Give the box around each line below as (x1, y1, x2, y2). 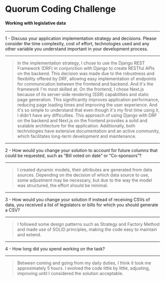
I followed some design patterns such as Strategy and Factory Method (17, 221, 160, 227)
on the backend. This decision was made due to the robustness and (17, 70, 155, 77)
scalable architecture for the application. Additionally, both (17, 123, 136, 129)
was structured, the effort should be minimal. (17, 183, 109, 188)
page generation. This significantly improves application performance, (17, 97, 160, 103)
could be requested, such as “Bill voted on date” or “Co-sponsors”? (5, 153, 142, 158)
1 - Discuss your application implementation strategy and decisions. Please (5, 35, 157, 41)
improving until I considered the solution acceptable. (17, 271, 124, 277)
